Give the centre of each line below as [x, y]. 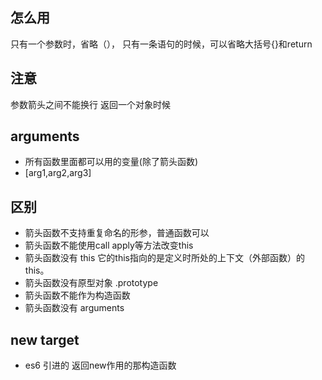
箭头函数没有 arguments [74, 308]
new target [45, 339]
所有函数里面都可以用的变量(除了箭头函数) [111, 162]
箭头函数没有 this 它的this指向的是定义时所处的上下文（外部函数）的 [164, 258]
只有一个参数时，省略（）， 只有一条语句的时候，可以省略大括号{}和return [161, 44]
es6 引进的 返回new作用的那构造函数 [100, 365]
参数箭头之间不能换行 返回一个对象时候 [90, 104]
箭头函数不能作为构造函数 [77, 295]
